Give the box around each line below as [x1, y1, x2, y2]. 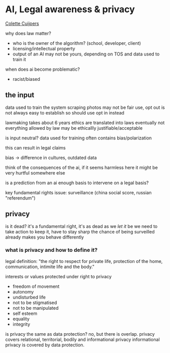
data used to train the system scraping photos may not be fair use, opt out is [5, 104, 165, 110]
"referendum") [5, 195, 36, 201]
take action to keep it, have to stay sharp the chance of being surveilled [5, 228, 155, 234]
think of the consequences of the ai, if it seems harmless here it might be [5, 164, 158, 170]
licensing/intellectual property [12, 45, 75, 51]
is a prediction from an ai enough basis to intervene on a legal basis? [5, 180, 149, 186]
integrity [12, 321, 30, 327]
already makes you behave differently [5, 234, 84, 240]
